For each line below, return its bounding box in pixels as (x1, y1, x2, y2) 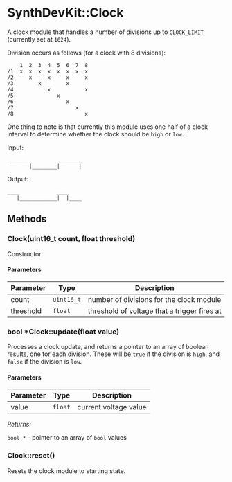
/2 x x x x (7, 74, 89, 81)
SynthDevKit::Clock (7, 5, 124, 21)
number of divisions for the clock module (87, 294, 222, 304)
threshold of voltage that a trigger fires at (87, 306, 222, 316)
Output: (7, 175, 29, 183)
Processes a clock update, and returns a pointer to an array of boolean (7, 343, 209, 351)
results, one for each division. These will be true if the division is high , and (7, 350, 220, 358)
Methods (7, 213, 47, 225)
